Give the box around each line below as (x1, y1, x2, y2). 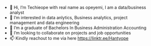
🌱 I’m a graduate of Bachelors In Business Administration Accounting (9, 25, 147, 31)
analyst (9, 10, 25, 15)
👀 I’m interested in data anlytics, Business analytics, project (9, 15, 128, 20)
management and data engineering (9, 20, 80, 25)
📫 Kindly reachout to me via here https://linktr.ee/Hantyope (9, 35, 129, 41)
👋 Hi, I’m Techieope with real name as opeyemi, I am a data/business (9, 5, 146, 10)
